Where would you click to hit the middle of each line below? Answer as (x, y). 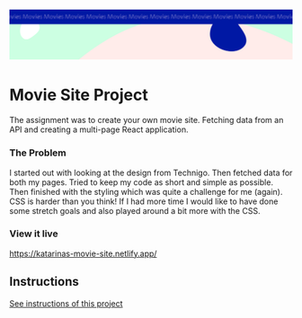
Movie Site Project (79, 95)
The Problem (38, 153)
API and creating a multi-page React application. (99, 129)
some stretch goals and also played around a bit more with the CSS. (135, 210)
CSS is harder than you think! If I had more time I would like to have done (144, 201)
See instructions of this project (66, 303)
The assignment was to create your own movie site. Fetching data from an (147, 120)
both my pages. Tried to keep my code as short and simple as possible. (142, 182)
